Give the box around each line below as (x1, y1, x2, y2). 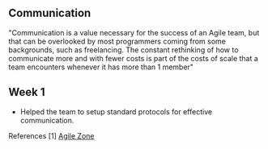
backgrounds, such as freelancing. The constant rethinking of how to (8, 44, 239, 55)
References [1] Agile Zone (8, 130, 95, 140)
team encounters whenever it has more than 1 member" (8, 62, 194, 72)
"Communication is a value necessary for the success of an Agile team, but (8, 27, 260, 37)
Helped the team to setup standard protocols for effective (19, 106, 213, 116)
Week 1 (8, 85, 45, 99)
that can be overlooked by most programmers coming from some (8, 36, 227, 46)
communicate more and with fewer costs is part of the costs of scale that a (8, 53, 259, 63)
